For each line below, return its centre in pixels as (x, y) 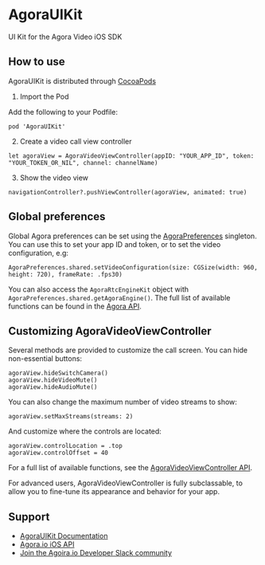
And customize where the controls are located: (85, 431)
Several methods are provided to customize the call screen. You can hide (128, 350)
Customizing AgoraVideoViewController (110, 331)
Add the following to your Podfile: (63, 112)
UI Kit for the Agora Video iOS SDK (65, 37)
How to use (37, 62)
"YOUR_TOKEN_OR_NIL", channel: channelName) (83, 163)
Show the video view (54, 178)
